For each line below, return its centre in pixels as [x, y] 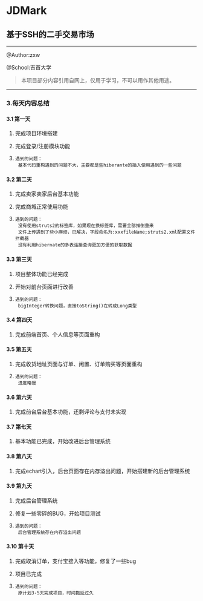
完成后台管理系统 [36, 501]
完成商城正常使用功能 [41, 207]
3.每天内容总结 [28, 103]
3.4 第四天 [19, 320]
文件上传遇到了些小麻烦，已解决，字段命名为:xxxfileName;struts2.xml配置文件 [107, 232]
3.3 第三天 [19, 259]
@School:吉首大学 [29, 67]
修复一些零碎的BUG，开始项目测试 [58, 513]
